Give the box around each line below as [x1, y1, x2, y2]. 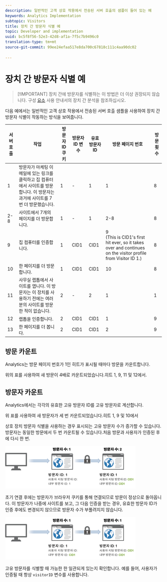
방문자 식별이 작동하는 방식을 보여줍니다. [5, 114, 83, 120]
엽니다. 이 [32, 283, 51, 289]
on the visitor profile [105, 250, 147, 256]
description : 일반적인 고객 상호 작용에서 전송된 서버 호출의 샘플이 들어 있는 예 [5, 8, 152, 13]
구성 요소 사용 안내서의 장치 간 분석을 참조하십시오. [28, 97, 126, 103]
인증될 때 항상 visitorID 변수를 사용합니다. [5, 572, 89, 578]
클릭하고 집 [19, 176, 41, 182]
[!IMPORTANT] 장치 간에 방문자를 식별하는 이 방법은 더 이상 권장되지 [17, 91, 151, 97]
